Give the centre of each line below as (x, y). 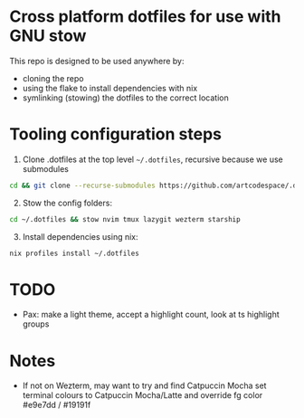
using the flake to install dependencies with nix (110, 88)
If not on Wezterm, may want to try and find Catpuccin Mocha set (144, 385)
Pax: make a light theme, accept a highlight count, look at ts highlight (151, 315)
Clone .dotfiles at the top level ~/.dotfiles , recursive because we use (152, 159)
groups (36, 324)
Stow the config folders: (67, 203)
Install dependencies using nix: (80, 236)
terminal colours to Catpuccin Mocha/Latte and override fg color (142, 395)
